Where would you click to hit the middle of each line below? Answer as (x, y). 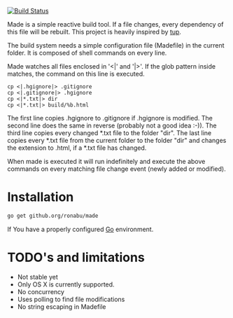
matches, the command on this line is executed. (76, 74)
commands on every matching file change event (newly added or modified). (116, 169)
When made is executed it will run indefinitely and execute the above (106, 161)
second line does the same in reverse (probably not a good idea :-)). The (112, 125)
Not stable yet (37, 277)
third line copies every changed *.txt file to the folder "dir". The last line (110, 133)
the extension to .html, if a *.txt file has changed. (77, 148)
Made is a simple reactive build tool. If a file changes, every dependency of (115, 24)
